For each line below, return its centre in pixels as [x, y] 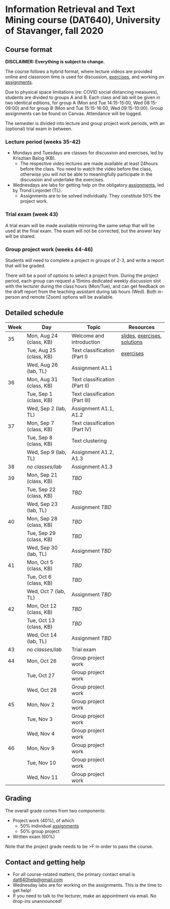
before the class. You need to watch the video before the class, [86, 169]
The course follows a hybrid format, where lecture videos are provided [79, 71]
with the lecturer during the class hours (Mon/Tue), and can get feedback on [85, 286]
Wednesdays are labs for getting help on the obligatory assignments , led [88, 185]
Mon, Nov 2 [41, 705]
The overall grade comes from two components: [56, 810]
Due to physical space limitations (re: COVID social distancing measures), [82, 92]
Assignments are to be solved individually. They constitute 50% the [90, 196]
